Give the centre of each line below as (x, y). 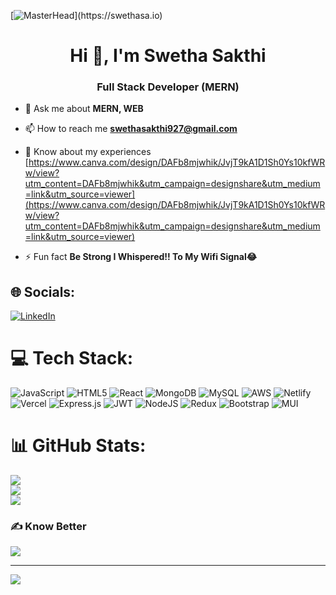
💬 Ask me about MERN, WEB (84, 109)
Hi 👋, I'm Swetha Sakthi (168, 56)
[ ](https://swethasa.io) (86, 15)
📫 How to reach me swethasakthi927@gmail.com (131, 129)
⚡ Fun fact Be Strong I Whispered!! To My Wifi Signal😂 (141, 257)
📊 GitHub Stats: (78, 446)
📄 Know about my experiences (88, 152)
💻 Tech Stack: (72, 358)
